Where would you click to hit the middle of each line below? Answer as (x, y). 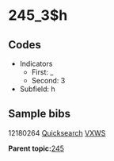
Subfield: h (37, 89)
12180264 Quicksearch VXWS (57, 132)
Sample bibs (40, 114)
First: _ (42, 72)
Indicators (36, 63)
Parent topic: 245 (36, 148)
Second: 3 (48, 80)
